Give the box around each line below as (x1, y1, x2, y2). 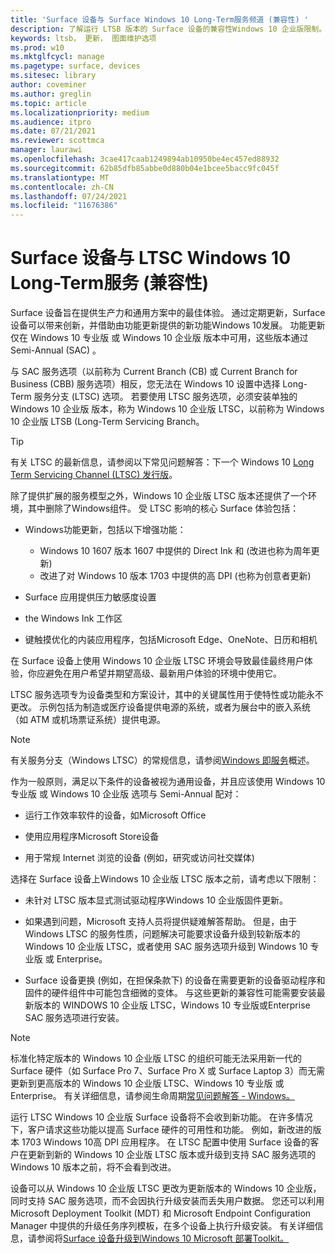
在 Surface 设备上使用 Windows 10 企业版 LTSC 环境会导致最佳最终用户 (10, 655, 305, 667)
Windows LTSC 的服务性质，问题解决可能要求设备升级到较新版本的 (24, 928, 301, 940)
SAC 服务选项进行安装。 (24, 1012, 125, 1024)
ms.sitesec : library (10, 71, 97, 81)
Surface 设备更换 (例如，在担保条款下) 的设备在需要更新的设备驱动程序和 (24, 974, 326, 986)
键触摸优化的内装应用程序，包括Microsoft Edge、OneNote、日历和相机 (24, 634, 318, 646)
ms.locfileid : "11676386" (10, 201, 118, 211)
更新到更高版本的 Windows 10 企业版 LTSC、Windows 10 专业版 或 (10, 1077, 285, 1090)
